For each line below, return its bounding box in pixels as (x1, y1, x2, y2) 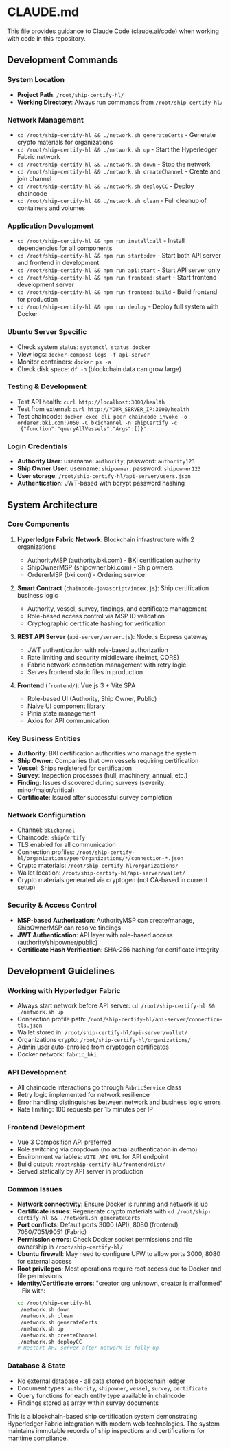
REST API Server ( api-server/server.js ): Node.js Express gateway (16, 632, 208, 640)
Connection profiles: (16, 848, 76, 856)
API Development (7, 1067, 67, 1077)
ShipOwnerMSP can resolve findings (16, 924, 122, 932)
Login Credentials (7, 441, 67, 451)
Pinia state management (27, 709, 96, 717)
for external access (16, 1258, 72, 1266)
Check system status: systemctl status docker (16, 342, 151, 351)
